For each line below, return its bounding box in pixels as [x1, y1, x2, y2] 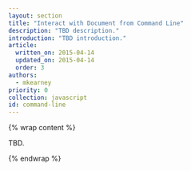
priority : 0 [8, 85, 48, 94]
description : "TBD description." [8, 26, 120, 34]
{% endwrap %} [8, 153, 62, 164]
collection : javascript [8, 93, 88, 101]
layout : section [8, 11, 62, 20]
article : [8, 42, 38, 50]
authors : [8, 71, 38, 79]
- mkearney [15, 78, 52, 86]
